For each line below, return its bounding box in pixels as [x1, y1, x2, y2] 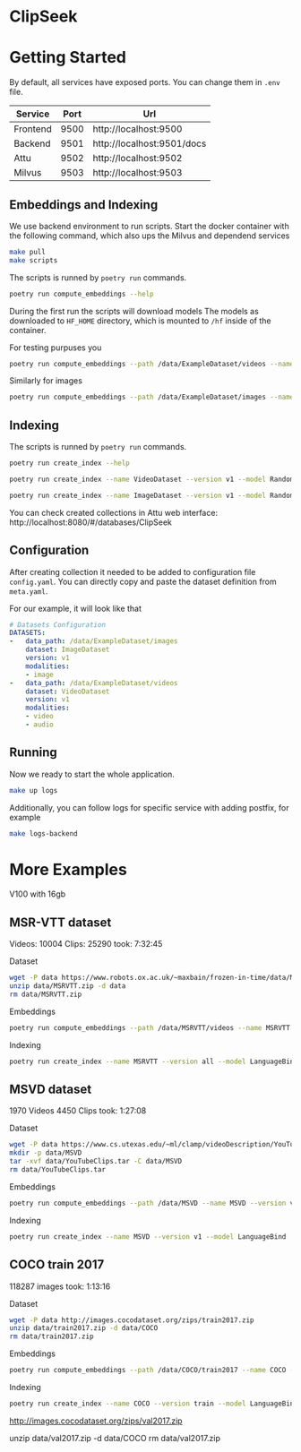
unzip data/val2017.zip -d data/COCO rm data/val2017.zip [9, 1432, 221, 1443]
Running [9, 745, 58, 760]
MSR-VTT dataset [9, 915, 112, 930]
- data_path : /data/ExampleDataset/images [9, 637, 178, 646]
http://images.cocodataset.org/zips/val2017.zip [9, 1415, 183, 1426]
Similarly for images [9, 375, 83, 386]
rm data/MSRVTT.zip [9, 990, 82, 999]
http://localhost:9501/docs [92, 137, 207, 150]
